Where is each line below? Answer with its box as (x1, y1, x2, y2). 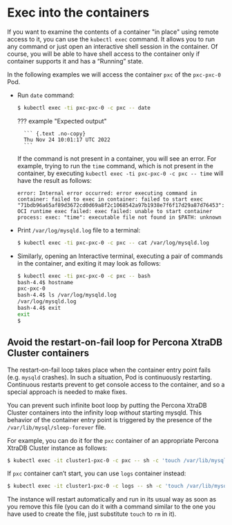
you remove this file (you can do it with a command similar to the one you (7, 502, 216, 511)
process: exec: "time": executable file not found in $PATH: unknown (17, 214, 222, 221)
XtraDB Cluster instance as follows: (7, 444, 108, 452)
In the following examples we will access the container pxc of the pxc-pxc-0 (7, 70, 221, 79)
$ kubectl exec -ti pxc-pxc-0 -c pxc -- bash (17, 273, 151, 279)
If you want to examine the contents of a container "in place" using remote (7, 28, 219, 36)
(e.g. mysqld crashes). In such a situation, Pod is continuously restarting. (7, 373, 213, 381)
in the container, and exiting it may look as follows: (17, 259, 161, 267)
